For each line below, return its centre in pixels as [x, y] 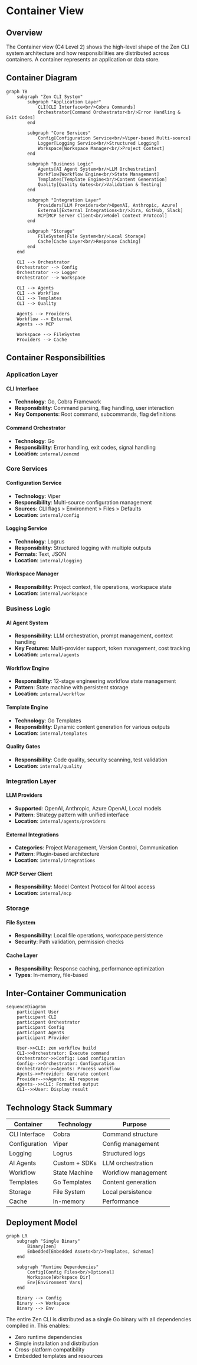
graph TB [17, 92]
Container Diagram [42, 78]
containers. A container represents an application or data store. [83, 59]
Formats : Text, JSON [40, 554]
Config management [131, 1144]
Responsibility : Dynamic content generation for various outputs [92, 727]
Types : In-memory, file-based [51, 975]
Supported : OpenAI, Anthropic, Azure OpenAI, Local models [88, 808]
